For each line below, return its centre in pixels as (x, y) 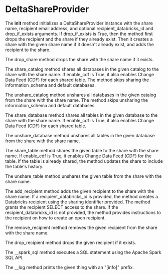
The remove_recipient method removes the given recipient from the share (81, 227)
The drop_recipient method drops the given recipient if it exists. (71, 242)
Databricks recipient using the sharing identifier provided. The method (78, 202)
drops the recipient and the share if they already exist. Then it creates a (79, 39)
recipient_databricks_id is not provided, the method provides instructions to (83, 212)
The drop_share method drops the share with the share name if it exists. (79, 59)
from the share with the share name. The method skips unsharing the (76, 100)
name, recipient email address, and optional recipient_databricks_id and (79, 28)
